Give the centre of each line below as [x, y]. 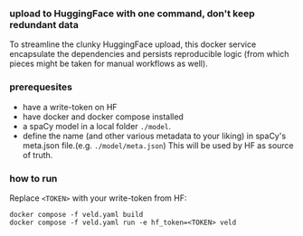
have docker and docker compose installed [103, 117]
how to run [33, 178]
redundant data [44, 24]
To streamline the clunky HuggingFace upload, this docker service [133, 44]
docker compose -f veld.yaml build [76, 214]
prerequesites [41, 87]
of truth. [38, 155]
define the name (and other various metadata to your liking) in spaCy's [154, 136]
